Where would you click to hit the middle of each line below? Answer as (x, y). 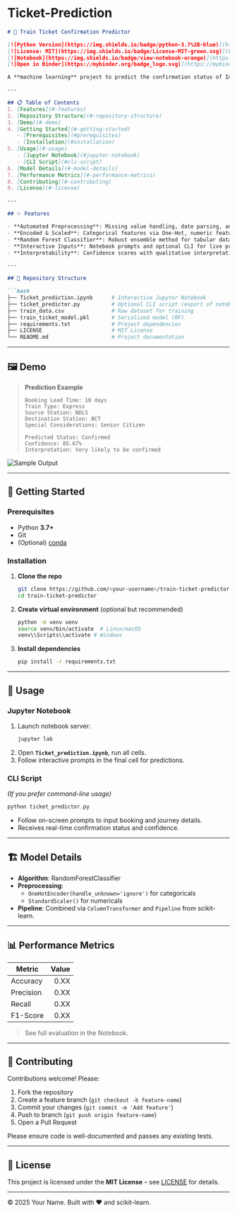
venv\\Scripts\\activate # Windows (70, 635)
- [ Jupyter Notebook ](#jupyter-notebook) (78, 156)
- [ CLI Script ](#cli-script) (59, 162)
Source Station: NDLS (56, 412)
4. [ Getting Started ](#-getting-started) (69, 129)
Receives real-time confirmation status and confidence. (98, 827)
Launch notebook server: (54, 726)
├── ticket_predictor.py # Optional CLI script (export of (110, 304)
